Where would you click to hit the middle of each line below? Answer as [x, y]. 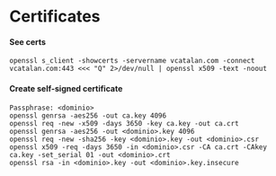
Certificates [55, 17]
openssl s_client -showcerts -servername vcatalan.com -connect [132, 61]
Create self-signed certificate [66, 88]
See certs [28, 41]
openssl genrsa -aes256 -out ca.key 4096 [88, 115]
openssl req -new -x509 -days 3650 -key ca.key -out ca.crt [125, 123]
